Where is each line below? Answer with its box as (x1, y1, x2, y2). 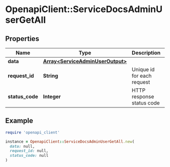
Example (5, 117, 33, 125)
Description (132, 49, 161, 56)
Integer (42, 93, 61, 100)
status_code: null (10, 153, 49, 158)
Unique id (132, 66, 155, 73)
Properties (5, 34, 39, 43)
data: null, (10, 144, 35, 149)
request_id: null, (10, 148, 49, 153)
